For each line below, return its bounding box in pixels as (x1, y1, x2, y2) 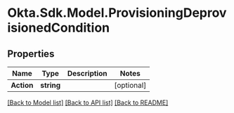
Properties (7, 48, 55, 60)
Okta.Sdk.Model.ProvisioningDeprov (7, 5, 227, 21)
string (39, 81, 61, 90)
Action (11, 81, 34, 90)
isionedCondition (7, 20, 110, 36)
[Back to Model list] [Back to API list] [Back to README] (7, 98, 169, 107)
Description (67, 69, 108, 78)
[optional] (114, 81, 147, 90)
